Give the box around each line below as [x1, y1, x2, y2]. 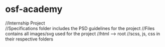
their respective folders [5, 36, 54, 42]
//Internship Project [5, 20, 45, 26]
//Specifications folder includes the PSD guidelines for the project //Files [5, 25, 155, 31]
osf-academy [5, 3, 63, 15]
